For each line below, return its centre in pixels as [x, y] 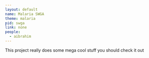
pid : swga [15, 23]
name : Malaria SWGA [25, 14]
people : [13, 32]
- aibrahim [20, 37]
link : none [16, 28]
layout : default [21, 9]
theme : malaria [20, 18]
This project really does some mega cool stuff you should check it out [74, 50]
